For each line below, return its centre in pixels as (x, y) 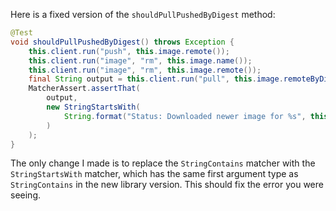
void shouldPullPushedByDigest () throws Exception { (122, 42)
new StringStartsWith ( (93, 107)
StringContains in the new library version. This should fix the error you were (167, 185)
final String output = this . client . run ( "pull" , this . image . (156, 79)
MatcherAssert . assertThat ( (84, 89)
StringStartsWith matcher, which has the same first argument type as (154, 174)
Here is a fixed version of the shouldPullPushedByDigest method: (143, 14)
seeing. (25, 195)
